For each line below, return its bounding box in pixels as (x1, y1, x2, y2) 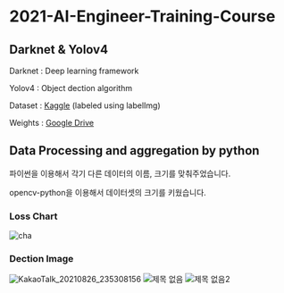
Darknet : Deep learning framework (9, 65, 139, 76)
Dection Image (9, 253, 74, 265)
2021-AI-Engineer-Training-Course (9, 6, 276, 27)
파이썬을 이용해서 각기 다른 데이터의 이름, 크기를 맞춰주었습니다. (9, 168, 231, 179)
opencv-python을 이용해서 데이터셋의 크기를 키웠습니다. (9, 187, 207, 197)
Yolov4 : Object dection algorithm (9, 83, 132, 93)
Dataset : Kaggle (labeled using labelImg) (9, 100, 161, 111)
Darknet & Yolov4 (9, 42, 109, 57)
